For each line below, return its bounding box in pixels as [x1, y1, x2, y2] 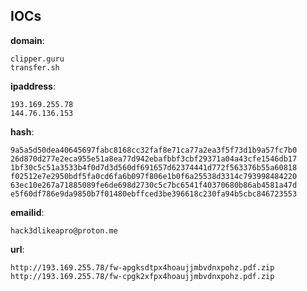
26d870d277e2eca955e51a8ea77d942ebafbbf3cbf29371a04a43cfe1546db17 [10, 154, 298, 164]
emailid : [10, 206, 45, 218]
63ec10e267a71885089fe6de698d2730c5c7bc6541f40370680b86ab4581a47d [10, 180, 298, 190]
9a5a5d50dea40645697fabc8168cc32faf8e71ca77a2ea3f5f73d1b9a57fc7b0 [10, 145, 298, 155]
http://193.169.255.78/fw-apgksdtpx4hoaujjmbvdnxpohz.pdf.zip [10, 262, 275, 273]
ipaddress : [10, 80, 56, 92]
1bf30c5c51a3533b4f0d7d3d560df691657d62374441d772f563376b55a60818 [10, 162, 298, 173]
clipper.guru [10, 54, 65, 64]
